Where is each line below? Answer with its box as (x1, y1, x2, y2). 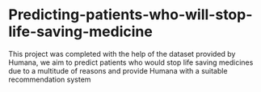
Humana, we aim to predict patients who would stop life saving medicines (8, 58, 254, 67)
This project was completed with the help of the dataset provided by (8, 49, 236, 58)
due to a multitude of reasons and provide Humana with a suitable (8, 66, 228, 75)
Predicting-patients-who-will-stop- (8, 6, 253, 24)
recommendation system (8, 74, 91, 84)
